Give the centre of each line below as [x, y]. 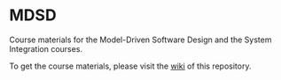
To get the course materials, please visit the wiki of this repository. [130, 66]
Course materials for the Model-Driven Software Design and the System [140, 40]
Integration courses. [46, 48]
